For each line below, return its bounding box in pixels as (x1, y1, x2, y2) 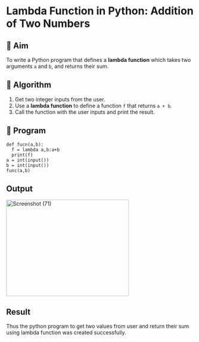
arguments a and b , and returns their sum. (6, 63, 109, 70)
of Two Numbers (6, 17, 91, 30)
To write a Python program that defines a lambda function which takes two (6, 57, 191, 63)
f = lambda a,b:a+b (11, 147, 60, 153)
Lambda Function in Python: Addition (6, 4, 194, 18)
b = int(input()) (6, 162, 49, 168)
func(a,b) (6, 167, 31, 173)
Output (6, 184, 33, 194)
